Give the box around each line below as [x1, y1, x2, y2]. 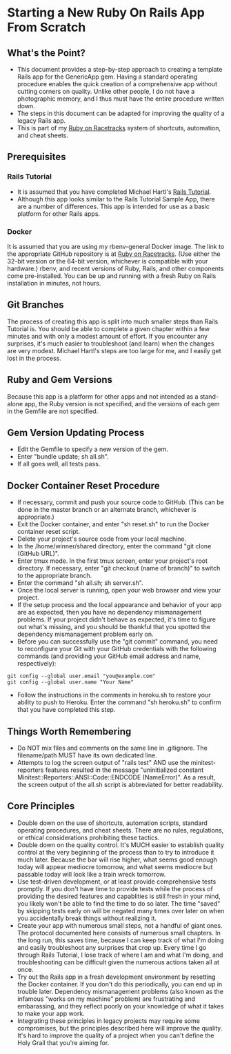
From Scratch [7, 19, 86, 35]
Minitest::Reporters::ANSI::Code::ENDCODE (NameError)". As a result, [17, 773, 216, 782]
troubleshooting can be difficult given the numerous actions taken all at [17, 957, 219, 966]
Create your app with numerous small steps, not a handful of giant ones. [17, 921, 223, 929]
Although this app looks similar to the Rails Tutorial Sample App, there [17, 195, 215, 203]
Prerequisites [7, 151, 66, 163]
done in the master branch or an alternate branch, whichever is [17, 506, 197, 514]
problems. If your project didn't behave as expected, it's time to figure [17, 615, 216, 624]
